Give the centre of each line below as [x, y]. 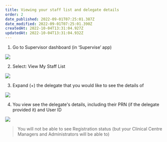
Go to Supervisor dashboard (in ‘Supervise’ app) [62, 47]
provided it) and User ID [37, 110]
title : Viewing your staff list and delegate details [62, 10]
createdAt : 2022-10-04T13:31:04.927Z [44, 28]
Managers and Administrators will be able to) [63, 134]
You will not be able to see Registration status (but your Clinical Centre [90, 129]
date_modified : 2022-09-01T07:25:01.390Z [49, 24]
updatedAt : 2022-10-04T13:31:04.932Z [44, 33]
